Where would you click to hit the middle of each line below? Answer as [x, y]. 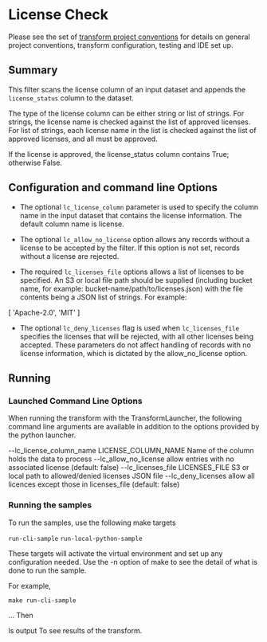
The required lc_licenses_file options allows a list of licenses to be [132, 272]
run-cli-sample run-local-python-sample [75, 538]
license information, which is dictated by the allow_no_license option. [133, 353]
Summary [33, 70]
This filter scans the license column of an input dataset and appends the [127, 89]
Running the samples [50, 505]
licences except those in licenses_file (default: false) [94, 484]
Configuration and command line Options [113, 188]
